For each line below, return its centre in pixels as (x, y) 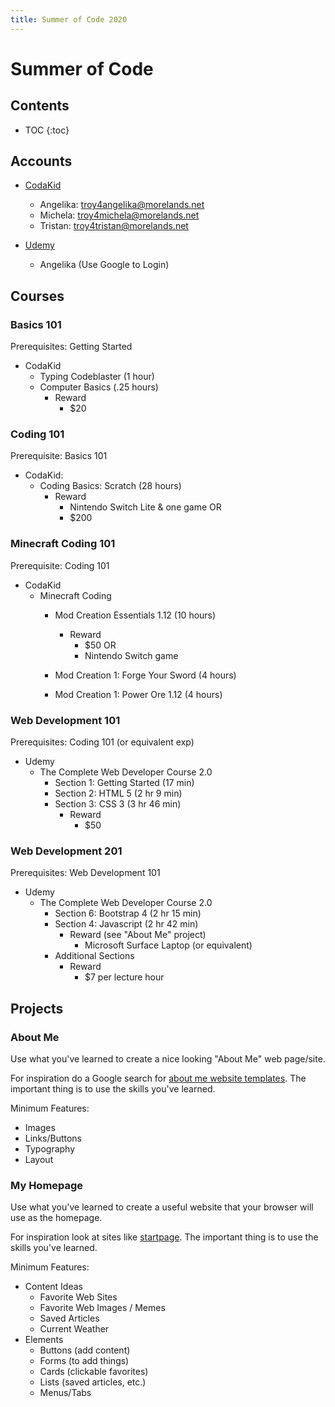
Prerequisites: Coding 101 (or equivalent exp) (102, 742)
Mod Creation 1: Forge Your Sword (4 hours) (145, 675)
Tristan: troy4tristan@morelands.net (114, 226)
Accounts (41, 161)
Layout (39, 1159)
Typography (50, 1149)
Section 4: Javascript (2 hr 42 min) (126, 924)
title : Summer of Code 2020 (69, 19)
